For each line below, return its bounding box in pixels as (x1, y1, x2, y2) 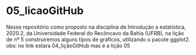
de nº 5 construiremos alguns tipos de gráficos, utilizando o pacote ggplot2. (6, 36, 191, 43)
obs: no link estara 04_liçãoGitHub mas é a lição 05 (6, 42, 130, 49)
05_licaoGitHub (6, 4, 84, 18)
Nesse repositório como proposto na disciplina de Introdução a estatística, (6, 23, 186, 30)
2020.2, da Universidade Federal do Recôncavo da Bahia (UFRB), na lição (6, 29, 184, 36)
